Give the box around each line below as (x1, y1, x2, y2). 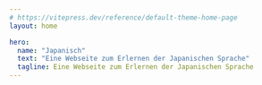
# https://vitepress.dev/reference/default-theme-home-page (9, 13, 239, 22)
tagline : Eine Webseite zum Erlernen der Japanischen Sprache (17, 63, 254, 72)
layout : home (9, 21, 58, 30)
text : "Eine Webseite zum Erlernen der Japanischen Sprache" (17, 55, 250, 64)
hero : (9, 38, 30, 47)
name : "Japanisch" (17, 46, 87, 55)
